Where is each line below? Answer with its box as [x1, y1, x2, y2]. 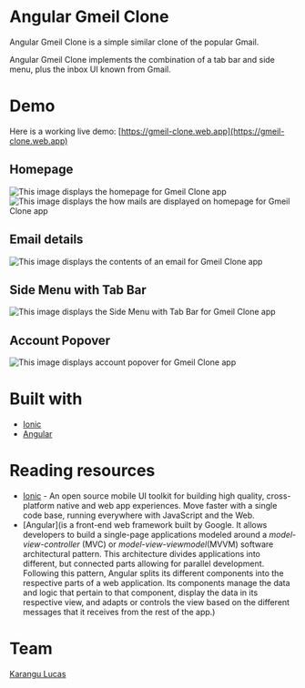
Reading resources [9, 460, 156, 481]
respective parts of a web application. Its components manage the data [22, 578, 290, 588]
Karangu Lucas [9, 668, 66, 679]
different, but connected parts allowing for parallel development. [22, 558, 265, 569]
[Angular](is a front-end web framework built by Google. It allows [22, 520, 268, 530]
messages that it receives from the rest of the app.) [22, 607, 216, 617]
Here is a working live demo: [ [9, 126, 122, 137]
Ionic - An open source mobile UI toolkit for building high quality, [22, 491, 265, 501]
